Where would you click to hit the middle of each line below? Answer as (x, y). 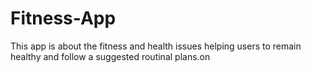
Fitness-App (63, 18)
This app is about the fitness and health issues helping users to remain (156, 46)
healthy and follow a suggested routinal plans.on (110, 56)
